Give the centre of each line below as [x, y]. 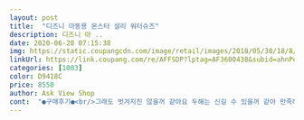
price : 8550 [32, 85]
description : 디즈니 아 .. [57, 34]
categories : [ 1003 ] [46, 69]
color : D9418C [36, 77]
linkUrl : [26, 60]
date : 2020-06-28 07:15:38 [60, 43]
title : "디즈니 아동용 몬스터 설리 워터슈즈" [85, 26]
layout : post [34, 18]
